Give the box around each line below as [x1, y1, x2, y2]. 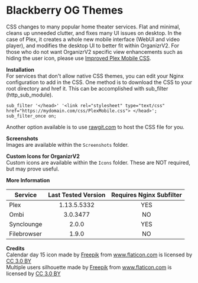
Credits [6, 245, 25, 252]
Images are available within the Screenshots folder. [6, 141, 129, 148]
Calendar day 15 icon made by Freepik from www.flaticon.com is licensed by [6, 251, 193, 258]
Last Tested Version [48, 191, 106, 199]
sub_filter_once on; [6, 113, 57, 119]
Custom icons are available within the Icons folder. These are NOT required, [6, 159, 191, 166]
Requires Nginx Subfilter [111, 191, 182, 199]
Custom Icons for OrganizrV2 [6, 152, 80, 160]
